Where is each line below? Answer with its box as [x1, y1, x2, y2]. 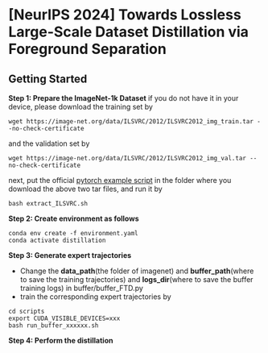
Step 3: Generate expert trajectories [8, 251, 132, 260]
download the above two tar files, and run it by [8, 184, 163, 193]
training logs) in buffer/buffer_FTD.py [19, 284, 143, 293]
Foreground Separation [8, 40, 167, 58]
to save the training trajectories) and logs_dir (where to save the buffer [19, 275, 254, 284]
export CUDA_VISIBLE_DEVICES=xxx [8, 314, 121, 322]
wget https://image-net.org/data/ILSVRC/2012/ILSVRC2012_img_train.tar [8, 118, 254, 126]
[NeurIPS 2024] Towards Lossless [8, 6, 241, 24]
